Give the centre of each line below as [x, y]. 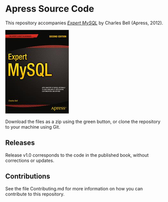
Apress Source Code [50, 9]
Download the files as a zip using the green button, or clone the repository [83, 122]
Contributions [28, 176]
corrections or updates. [30, 160]
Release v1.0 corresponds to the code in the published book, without [77, 155]
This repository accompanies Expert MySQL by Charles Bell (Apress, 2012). [84, 23]
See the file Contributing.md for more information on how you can [74, 188]
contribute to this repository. [35, 194]
